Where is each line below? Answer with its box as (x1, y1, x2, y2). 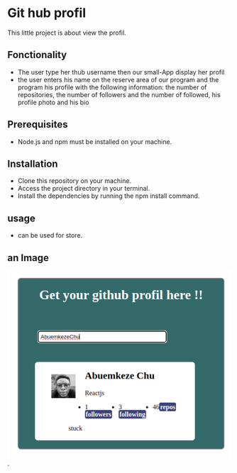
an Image (7, 252, 50, 264)
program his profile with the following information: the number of (17, 83, 207, 91)
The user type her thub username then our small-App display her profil (17, 67, 225, 76)
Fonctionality (7, 49, 67, 61)
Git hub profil (7, 5, 87, 21)
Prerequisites (7, 118, 68, 130)
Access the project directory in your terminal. (17, 184, 150, 193)
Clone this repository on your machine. (17, 177, 132, 185)
